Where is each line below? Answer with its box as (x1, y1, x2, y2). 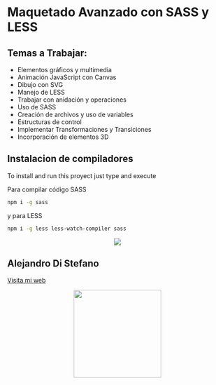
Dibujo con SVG (17, 81, 64, 88)
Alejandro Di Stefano (7, 257, 99, 269)
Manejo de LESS (17, 88, 65, 96)
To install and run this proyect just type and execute (7, 171, 157, 180)
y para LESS (7, 211, 43, 219)
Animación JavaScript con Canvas (17, 73, 117, 81)
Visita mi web (7, 276, 46, 285)
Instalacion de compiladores (7, 153, 134, 165)
